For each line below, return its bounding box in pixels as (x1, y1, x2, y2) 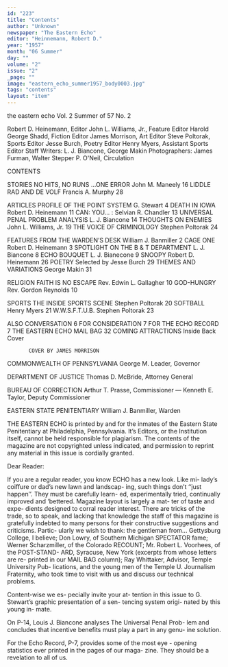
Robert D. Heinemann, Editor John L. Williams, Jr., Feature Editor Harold (7, 125, 209, 133)
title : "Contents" (7, 16, 60, 23)
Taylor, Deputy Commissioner (7, 393, 91, 401)
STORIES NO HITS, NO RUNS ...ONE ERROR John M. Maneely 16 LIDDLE (7, 181, 211, 188)
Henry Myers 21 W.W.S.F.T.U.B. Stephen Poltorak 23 (7, 306, 154, 314)
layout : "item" (7, 93, 51, 100)
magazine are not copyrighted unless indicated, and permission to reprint (7, 442, 214, 449)
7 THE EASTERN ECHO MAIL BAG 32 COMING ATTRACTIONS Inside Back (7, 327, 216, 335)
